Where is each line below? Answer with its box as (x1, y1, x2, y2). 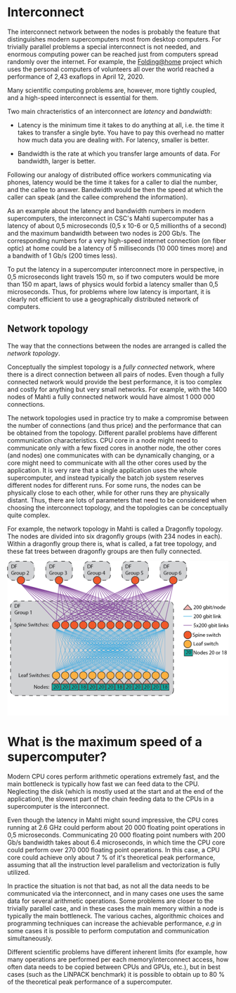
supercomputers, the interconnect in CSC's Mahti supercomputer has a (7, 214, 214, 222)
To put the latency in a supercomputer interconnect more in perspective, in (7, 265, 224, 273)
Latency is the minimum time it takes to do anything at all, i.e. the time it (17, 120, 225, 129)
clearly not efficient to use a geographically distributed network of (7, 295, 199, 303)
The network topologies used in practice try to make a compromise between (7, 413, 229, 422)
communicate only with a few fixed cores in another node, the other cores (7, 443, 221, 452)
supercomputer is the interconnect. (7, 802, 110, 810)
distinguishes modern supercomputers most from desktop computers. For (7, 34, 221, 43)
